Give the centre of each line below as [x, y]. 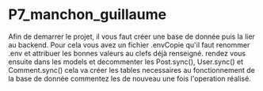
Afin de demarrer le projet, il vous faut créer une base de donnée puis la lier [132, 36]
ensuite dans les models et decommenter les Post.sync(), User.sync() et [126, 62]
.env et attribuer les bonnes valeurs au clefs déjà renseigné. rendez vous [127, 53]
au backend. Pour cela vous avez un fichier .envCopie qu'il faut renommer [129, 44]
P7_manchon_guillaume [88, 15]
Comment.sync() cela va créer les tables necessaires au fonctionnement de [131, 70]
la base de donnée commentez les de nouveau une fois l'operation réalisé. [130, 78]
